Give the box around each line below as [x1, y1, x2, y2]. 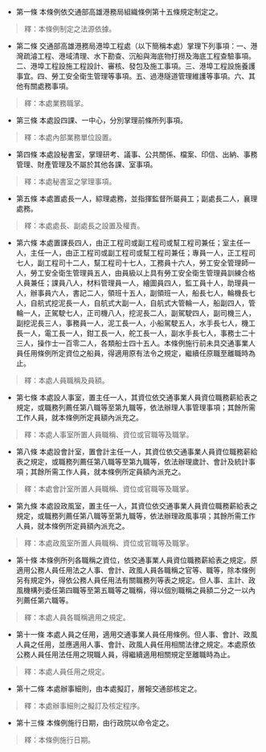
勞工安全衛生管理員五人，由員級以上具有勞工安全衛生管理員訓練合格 [30, 268, 256, 277]
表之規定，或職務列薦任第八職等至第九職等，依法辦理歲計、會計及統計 [15, 457, 249, 466]
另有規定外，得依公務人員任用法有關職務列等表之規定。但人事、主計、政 [15, 575, 256, 585]
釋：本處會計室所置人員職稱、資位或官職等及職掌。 [23, 484, 194, 493]
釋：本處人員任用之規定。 [23, 667, 109, 676]
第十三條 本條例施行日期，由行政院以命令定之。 [15, 718, 174, 727]
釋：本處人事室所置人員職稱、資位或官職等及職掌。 [23, 430, 194, 439]
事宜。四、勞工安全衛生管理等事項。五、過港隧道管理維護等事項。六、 [15, 72, 249, 80]
